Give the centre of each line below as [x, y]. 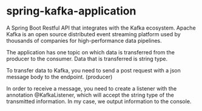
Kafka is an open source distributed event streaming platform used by [93, 34]
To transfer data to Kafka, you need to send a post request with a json [93, 70]
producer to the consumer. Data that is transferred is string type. [87, 59]
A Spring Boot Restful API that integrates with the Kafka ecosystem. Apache [101, 28]
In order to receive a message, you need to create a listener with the [92, 88]
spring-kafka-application [71, 11]
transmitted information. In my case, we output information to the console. [99, 101]
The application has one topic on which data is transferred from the [90, 52]
